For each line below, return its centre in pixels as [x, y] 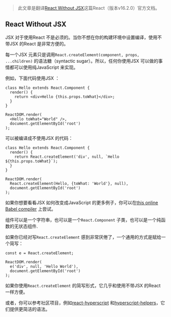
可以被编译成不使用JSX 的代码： [39, 138]
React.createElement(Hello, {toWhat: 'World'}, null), [69, 183]
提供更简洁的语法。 [30, 309]
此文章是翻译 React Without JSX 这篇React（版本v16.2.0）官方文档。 [89, 8]
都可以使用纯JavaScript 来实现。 [44, 67]
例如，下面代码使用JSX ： [33, 78]
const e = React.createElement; [39, 253]
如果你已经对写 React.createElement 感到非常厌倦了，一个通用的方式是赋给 [83, 237]
